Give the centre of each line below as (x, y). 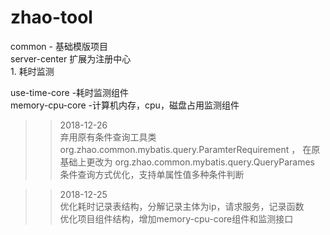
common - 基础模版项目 (59, 46)
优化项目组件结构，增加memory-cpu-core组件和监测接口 (176, 218)
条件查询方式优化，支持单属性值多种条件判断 (152, 174)
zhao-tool (51, 17)
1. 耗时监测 (32, 71)
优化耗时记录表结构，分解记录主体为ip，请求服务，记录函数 (182, 206)
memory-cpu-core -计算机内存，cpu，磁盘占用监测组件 (125, 105)
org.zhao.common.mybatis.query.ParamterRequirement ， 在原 (190, 149)
